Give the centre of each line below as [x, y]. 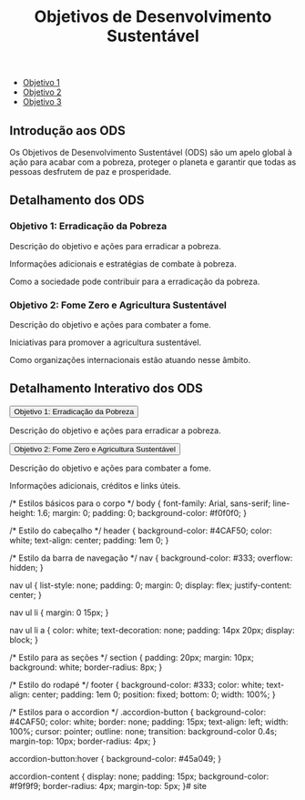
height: [23, 512]
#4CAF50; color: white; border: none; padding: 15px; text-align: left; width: [149, 722]
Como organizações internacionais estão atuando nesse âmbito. [130, 359]
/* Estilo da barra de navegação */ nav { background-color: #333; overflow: [151, 558]
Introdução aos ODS [67, 131]
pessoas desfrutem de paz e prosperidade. [91, 172]
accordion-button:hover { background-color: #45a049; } [115, 758]
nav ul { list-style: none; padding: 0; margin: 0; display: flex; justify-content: [151, 585]
